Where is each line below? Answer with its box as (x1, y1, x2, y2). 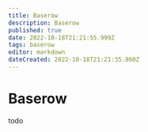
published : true (8, 26, 62, 34)
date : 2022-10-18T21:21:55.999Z (8, 33, 115, 42)
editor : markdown (8, 48, 66, 56)
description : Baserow (8, 19, 80, 27)
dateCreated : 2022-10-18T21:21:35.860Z (8, 56, 140, 64)
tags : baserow (8, 41, 55, 49)
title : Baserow (8, 11, 59, 20)
